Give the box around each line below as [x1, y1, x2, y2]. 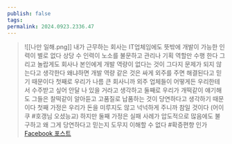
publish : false [7, 10, 51, 17]
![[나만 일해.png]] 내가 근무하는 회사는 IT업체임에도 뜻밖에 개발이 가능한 [24, 43, 218, 51]
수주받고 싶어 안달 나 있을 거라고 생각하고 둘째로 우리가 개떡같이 [31, 86, 204, 94]
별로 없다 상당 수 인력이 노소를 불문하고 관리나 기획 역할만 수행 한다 [37, 51, 218, 60]
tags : [7, 17, 23, 24]
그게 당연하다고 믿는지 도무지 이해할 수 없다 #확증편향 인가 [50, 120, 208, 129]
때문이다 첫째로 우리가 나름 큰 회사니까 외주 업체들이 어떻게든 [31, 78, 196, 86]
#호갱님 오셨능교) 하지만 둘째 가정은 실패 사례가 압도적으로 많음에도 [31, 112, 213, 120]
